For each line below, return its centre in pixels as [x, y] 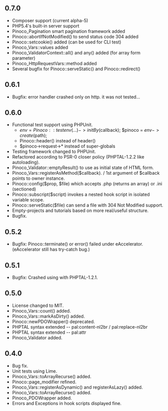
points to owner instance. [38, 178]
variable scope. [28, 200]
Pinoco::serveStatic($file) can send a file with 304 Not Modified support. [88, 205]
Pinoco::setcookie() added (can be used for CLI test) [67, 42]
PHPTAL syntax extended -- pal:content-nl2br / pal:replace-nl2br [80, 327]
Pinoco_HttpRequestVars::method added [54, 63]
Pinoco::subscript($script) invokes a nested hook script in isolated [81, 194]
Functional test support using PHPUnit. [52, 125]
